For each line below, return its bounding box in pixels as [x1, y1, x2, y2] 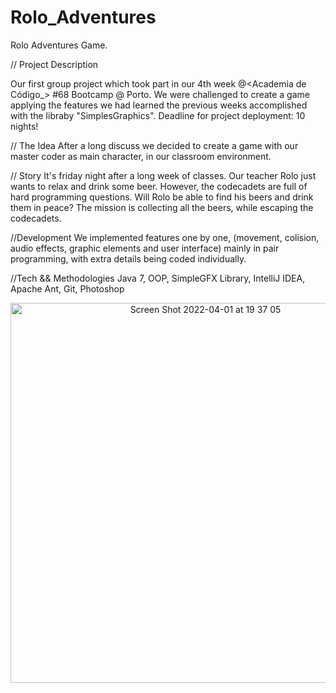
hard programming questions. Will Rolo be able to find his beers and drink [10, 191, 314, 203]
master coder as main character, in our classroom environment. [10, 150, 272, 162]
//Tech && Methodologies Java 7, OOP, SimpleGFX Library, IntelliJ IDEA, [10, 272, 306, 284]
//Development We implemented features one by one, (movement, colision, [10, 231, 320, 243]
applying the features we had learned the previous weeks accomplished [10, 99, 308, 111]
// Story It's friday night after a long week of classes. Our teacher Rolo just [10, 169, 317, 181]
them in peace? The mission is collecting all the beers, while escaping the [10, 201, 314, 213]
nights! [10, 120, 39, 132]
